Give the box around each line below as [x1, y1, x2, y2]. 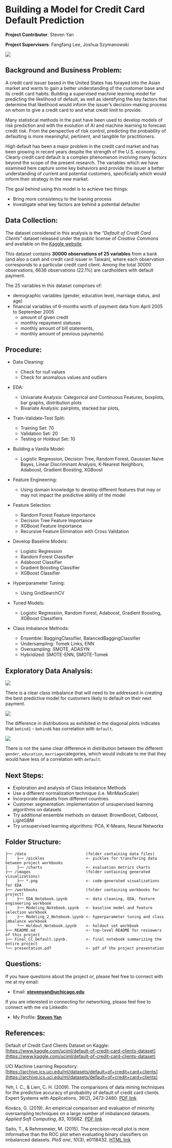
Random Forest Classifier [20, 553, 74, 560]
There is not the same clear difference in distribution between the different [5, 745, 163, 752]
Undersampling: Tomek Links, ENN [20, 641, 94, 647]
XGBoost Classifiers [20, 615, 63, 622]
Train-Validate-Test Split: [12, 415, 65, 422]
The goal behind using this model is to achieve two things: [5, 186, 128, 192]
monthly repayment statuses [20, 319, 81, 326]
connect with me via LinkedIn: [5, 1004, 69, 1010]
